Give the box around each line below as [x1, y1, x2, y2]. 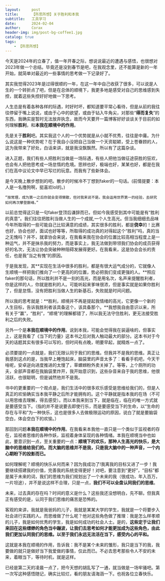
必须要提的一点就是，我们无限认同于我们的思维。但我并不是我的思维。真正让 [5, 350, 160, 355]
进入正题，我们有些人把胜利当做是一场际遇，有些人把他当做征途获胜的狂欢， [5, 155, 160, 161]
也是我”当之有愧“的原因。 [13, 252, 65, 258]
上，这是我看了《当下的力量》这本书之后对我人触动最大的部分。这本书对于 [5, 333, 156, 339]
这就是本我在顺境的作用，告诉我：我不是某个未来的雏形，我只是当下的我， [5, 542, 156, 548]
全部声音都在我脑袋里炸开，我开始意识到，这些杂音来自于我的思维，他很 [13, 368, 160, 374]
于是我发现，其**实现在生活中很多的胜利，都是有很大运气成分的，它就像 [5, 263, 152, 269]
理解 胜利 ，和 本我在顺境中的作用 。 [9, 122, 79, 128]
